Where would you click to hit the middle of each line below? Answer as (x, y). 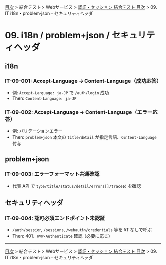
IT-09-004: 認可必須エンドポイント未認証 (55, 218)
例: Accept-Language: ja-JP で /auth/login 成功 (61, 92)
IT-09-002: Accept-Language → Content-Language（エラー (79, 112)
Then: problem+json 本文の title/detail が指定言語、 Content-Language (84, 137)
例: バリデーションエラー (37, 131)
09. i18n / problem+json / (58, 35)
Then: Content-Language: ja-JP (44, 98)
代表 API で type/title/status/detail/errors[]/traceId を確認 (77, 186)
